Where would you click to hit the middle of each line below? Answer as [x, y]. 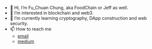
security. [19, 23]
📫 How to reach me [30, 29]
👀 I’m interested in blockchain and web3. [52, 13]
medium [26, 41]
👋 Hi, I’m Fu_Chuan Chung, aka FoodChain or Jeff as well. [69, 8]
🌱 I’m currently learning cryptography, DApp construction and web [78, 18]
